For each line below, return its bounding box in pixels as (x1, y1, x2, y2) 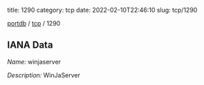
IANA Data (7, 39, 53, 51)
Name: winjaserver (7, 57, 61, 66)
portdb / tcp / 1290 (7, 19, 61, 27)
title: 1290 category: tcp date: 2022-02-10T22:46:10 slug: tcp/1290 (7, 6, 198, 14)
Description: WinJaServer (7, 70, 81, 79)
